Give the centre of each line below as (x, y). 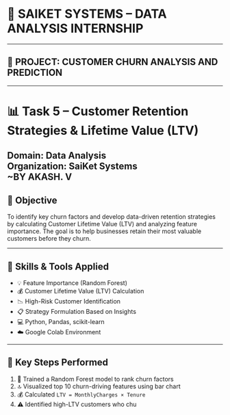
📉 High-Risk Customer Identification (69, 301)
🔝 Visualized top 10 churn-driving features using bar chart (99, 386)
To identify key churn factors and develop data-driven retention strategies (111, 217)
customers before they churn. (49, 239)
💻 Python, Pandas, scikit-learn (61, 321)
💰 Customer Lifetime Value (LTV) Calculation (80, 291)
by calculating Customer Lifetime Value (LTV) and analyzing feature (102, 224)
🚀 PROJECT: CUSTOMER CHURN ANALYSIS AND (113, 62)
